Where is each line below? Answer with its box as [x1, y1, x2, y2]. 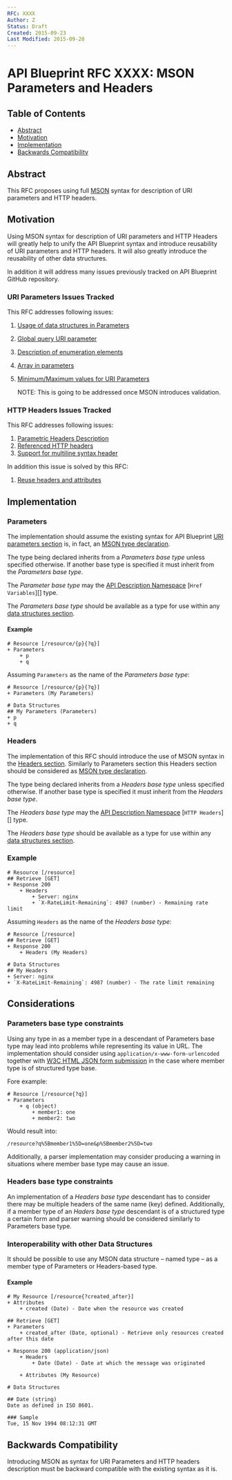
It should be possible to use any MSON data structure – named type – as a [7, 1255, 218, 1263]
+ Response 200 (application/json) [7, 1348, 110, 1355]
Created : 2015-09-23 [7, 29, 67, 37]
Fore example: [7, 1077, 48, 1085]
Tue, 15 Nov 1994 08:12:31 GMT [7, 1421, 97, 1427]
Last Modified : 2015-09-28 [7, 36, 85, 43]
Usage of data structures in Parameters [17, 321, 130, 330]
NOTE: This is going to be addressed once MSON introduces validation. [17, 388, 221, 397]
